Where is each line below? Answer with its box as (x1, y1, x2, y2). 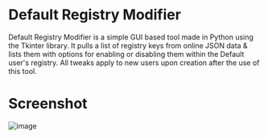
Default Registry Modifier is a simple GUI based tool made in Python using (8, 32, 254, 42)
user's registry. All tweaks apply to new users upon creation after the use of (8, 58, 260, 67)
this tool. (8, 66, 38, 76)
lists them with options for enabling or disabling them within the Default (8, 49, 245, 59)
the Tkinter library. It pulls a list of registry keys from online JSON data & (8, 40, 248, 50)
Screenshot (8, 95, 88, 113)
